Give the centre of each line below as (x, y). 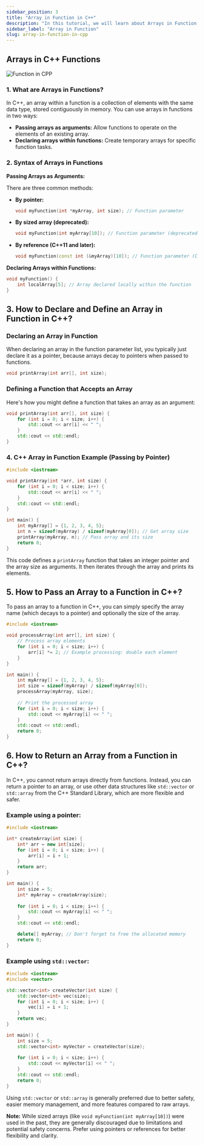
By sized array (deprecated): (52, 222)
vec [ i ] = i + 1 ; (49, 1008)
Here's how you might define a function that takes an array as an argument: (101, 402)
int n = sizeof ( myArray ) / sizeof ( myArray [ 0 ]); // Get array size (103, 532)
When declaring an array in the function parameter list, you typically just (97, 349)
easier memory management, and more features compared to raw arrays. (98, 1104)
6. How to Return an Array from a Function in (92, 756)
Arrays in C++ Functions (53, 59)
